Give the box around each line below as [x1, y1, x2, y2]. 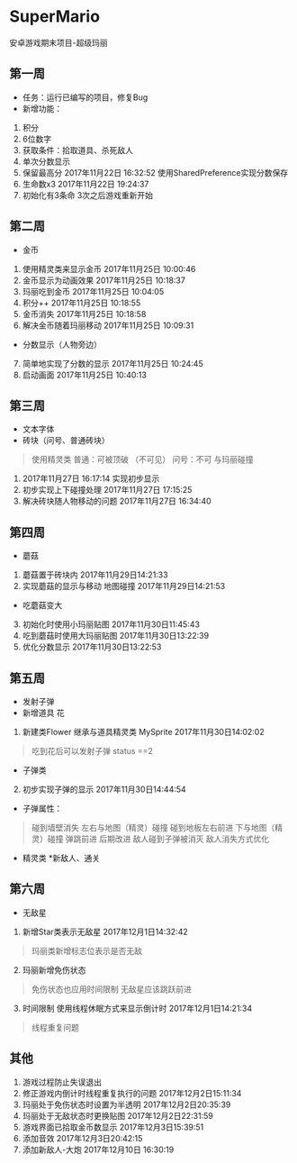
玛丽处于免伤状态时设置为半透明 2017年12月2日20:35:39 [22, 1099, 231, 1110]
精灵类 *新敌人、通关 [22, 853, 101, 863]
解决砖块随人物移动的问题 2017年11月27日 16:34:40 [22, 495, 211, 506]
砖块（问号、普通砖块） [22, 435, 110, 446]
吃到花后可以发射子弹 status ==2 [31, 746, 153, 756]
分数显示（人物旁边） [22, 339, 102, 350]
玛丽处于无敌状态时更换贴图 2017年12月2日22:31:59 [22, 1110, 213, 1121]
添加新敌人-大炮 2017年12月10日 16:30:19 [22, 1144, 175, 1155]
